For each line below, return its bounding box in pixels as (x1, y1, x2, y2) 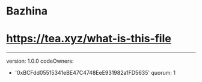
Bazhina (6, 4, 48, 18)
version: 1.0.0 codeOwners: (6, 57, 74, 65)
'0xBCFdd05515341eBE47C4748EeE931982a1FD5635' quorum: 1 (14, 69, 176, 77)
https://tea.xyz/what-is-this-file (6, 32, 171, 46)
